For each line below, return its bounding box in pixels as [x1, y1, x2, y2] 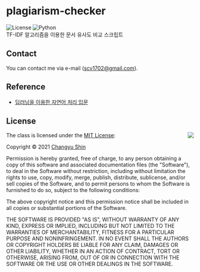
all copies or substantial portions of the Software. [6, 205, 127, 212]
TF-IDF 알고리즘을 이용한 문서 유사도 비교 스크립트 [6, 31, 124, 38]
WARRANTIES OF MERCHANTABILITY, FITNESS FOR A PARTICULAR [6, 228, 174, 236]
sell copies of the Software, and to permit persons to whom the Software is [6, 180, 190, 187]
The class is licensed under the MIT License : [6, 132, 116, 139]
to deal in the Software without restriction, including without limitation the [6, 168, 186, 175]
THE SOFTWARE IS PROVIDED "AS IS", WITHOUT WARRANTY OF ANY [6, 216, 180, 223]
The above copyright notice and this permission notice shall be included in [6, 198, 189, 205]
